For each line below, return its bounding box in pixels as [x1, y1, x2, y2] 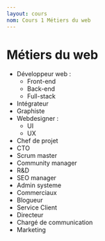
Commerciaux [16, 189, 57, 197]
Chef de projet [16, 137, 58, 145]
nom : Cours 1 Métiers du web [6, 17, 91, 24]
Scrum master [16, 152, 57, 160]
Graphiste [16, 107, 45, 115]
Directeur [16, 211, 44, 219]
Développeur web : [16, 70, 72, 78]
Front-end [26, 78, 56, 86]
